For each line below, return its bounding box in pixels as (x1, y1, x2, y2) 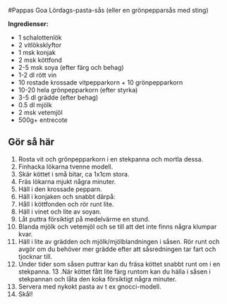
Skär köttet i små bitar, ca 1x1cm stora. (18, 169, 130, 178)
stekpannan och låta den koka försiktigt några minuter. (18, 274, 177, 283)
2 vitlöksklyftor (18, 41, 62, 49)
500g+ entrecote (18, 116, 68, 124)
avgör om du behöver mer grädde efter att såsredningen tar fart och (18, 245, 216, 253)
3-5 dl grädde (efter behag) (18, 93, 99, 102)
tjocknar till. (18, 252, 53, 260)
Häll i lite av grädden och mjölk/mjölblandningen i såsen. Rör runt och (18, 237, 220, 245)
